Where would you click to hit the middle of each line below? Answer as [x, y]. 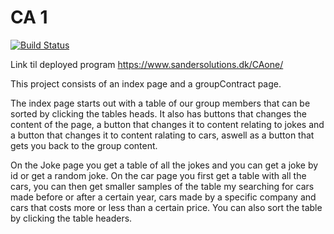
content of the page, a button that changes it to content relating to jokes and [167, 124]
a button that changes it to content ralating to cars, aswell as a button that [162, 135]
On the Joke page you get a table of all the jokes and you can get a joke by [164, 165]
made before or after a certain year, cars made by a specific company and [163, 197]
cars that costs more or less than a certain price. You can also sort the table [166, 207]
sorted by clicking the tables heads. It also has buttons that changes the [158, 113]
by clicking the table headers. [71, 218]
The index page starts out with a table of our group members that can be [160, 103]
